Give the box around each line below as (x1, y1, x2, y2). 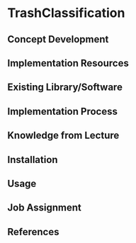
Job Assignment (7, 202, 81, 214)
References (7, 225, 59, 238)
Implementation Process (7, 105, 118, 118)
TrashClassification (7, 5, 125, 21)
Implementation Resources (7, 57, 129, 69)
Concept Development (7, 33, 109, 45)
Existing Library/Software (7, 81, 123, 94)
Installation (7, 154, 58, 166)
